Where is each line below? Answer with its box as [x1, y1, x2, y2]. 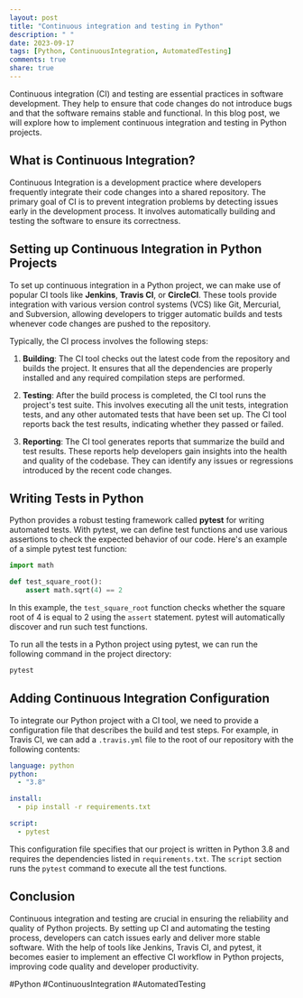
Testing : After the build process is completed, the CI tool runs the [22, 389, 267, 400]
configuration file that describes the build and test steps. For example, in [9, 724, 279, 735]
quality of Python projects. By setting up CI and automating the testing [9, 922, 271, 933]
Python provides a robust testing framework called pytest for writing [9, 515, 264, 526]
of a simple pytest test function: [9, 544, 128, 555]
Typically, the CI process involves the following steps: [9, 335, 209, 346]
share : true [9, 64, 54, 73]
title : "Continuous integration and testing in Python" [9, 22, 224, 31]
